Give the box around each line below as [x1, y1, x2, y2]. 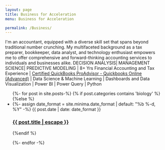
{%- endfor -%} [12, 140, 45, 146]
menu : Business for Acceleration [5, 16, 74, 21]
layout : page [5, 7, 32, 12]
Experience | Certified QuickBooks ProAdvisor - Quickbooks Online [5, 70, 142, 77]
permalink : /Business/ [5, 25, 52, 30]
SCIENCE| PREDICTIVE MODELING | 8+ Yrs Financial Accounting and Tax [5, 65, 155, 71]
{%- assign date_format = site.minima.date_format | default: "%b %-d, [12, 101, 156, 107]
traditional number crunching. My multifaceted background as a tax [5, 44, 142, 50]
